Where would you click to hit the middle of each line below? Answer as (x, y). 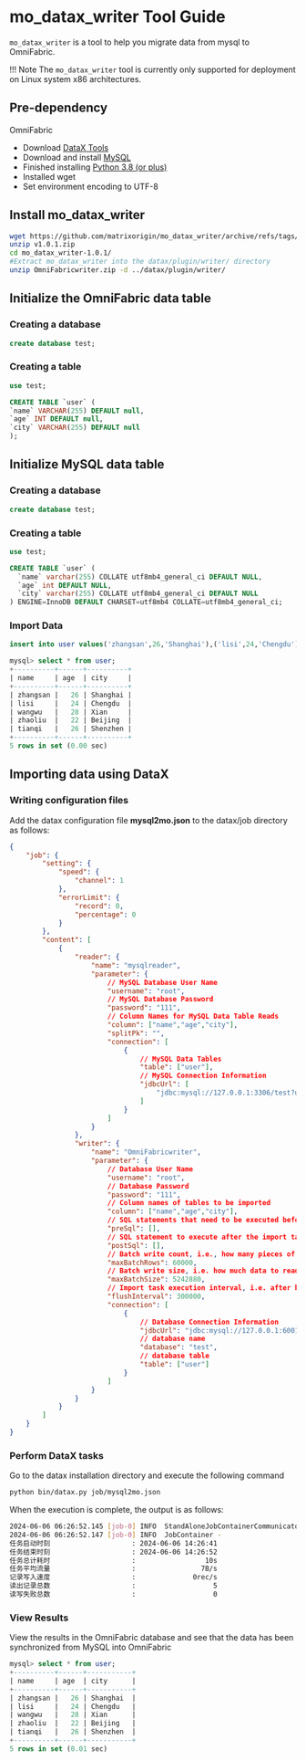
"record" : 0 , (99, 906)
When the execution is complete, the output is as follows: (117, 1510)
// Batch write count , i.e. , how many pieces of (201, 1254)
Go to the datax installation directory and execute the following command (147, 1475)
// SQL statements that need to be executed (193, 1221)
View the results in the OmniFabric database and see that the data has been (152, 1638)
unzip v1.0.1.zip (42, 245)
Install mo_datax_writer (77, 215)
